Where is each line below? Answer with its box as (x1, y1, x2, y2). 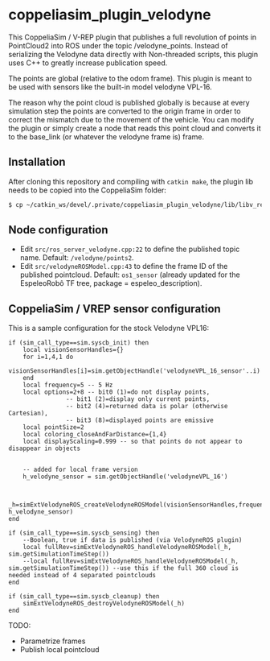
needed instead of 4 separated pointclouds (8, 572, 157, 580)
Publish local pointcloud (19, 645, 100, 655)
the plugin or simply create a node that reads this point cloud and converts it (8, 123, 261, 133)
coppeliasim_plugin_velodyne (8, 6, 211, 24)
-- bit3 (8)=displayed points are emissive (65, 416, 215, 424)
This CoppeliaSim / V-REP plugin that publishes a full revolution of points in (8, 32, 257, 42)
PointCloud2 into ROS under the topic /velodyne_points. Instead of (8, 40, 229, 50)
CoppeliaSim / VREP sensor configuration (8, 302, 221, 316)
